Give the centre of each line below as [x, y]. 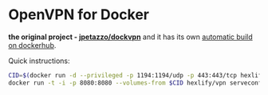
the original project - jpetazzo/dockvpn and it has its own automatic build [130, 37]
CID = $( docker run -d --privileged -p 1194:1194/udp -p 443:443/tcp [123, 75]
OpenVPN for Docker [79, 15]
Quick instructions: [39, 61]
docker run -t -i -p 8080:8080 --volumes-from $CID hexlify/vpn [117, 83]
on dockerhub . [32, 45]
